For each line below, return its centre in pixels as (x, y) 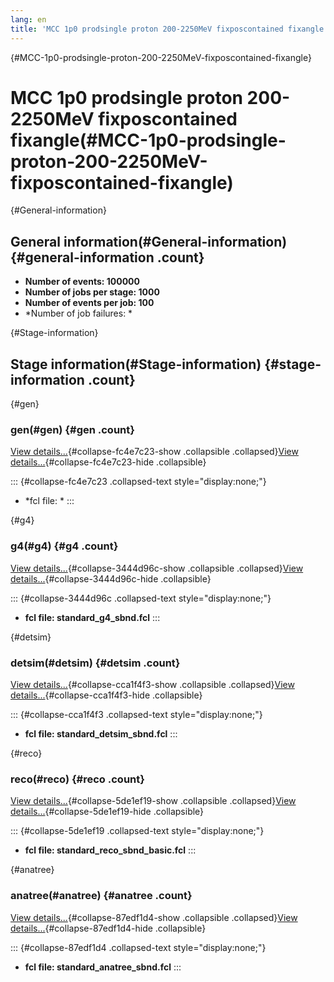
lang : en (28, 19)
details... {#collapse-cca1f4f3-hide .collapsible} (106, 695)
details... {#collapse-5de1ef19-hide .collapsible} (107, 812)
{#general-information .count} (107, 257)
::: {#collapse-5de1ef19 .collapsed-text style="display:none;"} (137, 831)
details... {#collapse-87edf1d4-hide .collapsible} (108, 928)
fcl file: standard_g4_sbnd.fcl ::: (92, 617)
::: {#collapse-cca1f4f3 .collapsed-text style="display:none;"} (136, 714)
